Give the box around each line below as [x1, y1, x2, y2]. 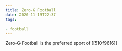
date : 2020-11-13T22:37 [5, 12, 56, 17]
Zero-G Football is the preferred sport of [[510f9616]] [5, 40, 118, 46]
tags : [5, 17, 17, 22]
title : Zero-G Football [5, 7, 56, 13]
